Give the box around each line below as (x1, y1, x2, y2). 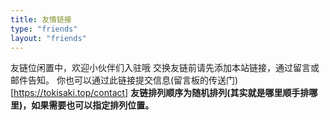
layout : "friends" (10, 33, 87, 43)
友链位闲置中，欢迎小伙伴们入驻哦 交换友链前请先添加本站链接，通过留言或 (10, 62, 320, 74)
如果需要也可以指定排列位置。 (31, 99, 155, 111)
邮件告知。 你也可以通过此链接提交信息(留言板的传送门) (10, 74, 239, 86)
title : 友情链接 (10, 14, 72, 25)
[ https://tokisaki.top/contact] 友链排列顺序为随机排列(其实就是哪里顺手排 (10, 87, 310, 99)
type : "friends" (10, 24, 78, 34)
